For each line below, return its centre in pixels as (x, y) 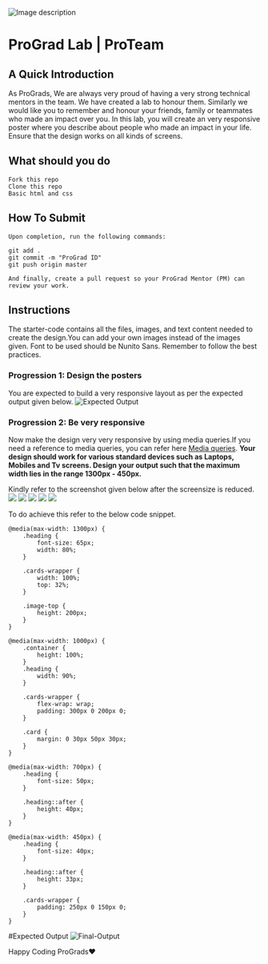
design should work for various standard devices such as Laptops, (121, 457)
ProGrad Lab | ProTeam (86, 45)
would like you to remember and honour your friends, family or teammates (131, 110)
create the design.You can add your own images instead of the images (124, 338)
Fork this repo (34, 179)
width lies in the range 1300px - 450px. (75, 474)
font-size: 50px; (66, 781)
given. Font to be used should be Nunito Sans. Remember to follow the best (133, 346)
